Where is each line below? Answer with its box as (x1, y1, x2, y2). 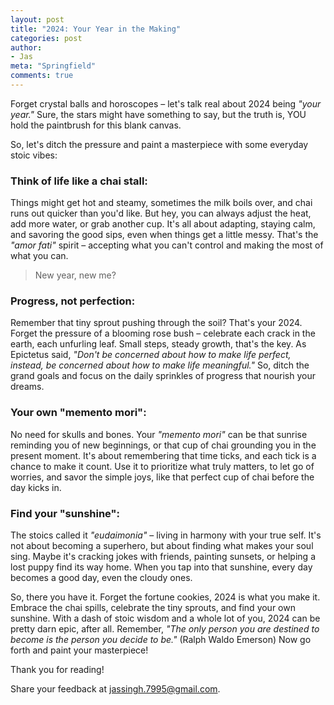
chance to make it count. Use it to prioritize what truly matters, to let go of (10, 460, 315, 472)
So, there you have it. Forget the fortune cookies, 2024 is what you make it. (10, 591, 321, 603)
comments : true (10, 71, 74, 81)
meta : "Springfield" (10, 61, 97, 71)
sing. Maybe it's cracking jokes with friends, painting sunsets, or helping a (10, 551, 316, 563)
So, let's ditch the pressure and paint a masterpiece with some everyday (10, 138, 309, 150)
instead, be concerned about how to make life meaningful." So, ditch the (10, 359, 310, 371)
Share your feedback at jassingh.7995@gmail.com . (10, 683, 221, 695)
